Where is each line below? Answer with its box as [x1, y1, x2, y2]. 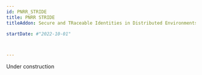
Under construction [6, 63, 55, 70]
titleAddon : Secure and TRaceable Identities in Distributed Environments [6, 20, 198, 26]
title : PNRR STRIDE [6, 14, 55, 20]
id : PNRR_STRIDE [6, 8, 47, 15]
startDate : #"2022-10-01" [6, 31, 71, 37]
